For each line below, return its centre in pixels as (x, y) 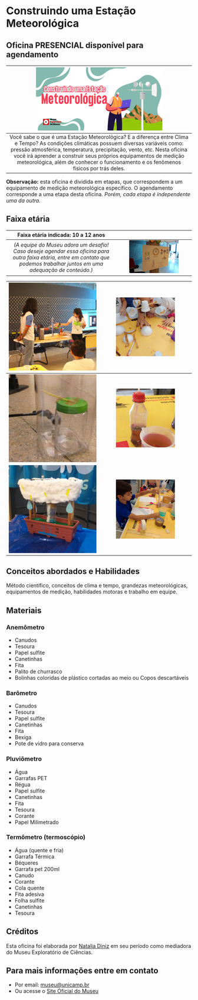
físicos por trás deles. (99, 168)
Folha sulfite (29, 900)
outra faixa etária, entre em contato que (61, 257)
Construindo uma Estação (71, 11)
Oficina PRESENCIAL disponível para (75, 45)
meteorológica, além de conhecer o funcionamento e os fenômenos (99, 162)
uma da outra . (24, 200)
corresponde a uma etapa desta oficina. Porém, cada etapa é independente (98, 194)
